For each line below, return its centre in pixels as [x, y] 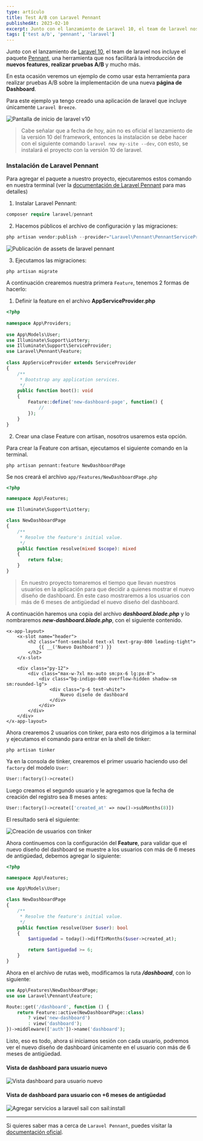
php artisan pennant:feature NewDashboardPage [66, 465]
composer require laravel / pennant [50, 215]
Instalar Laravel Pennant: [46, 203]
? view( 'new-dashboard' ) [59, 1018]
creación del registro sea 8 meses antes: [57, 797]
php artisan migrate [32, 272]
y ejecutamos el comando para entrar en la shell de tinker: [79, 738]
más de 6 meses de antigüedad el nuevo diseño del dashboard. [100, 602]
